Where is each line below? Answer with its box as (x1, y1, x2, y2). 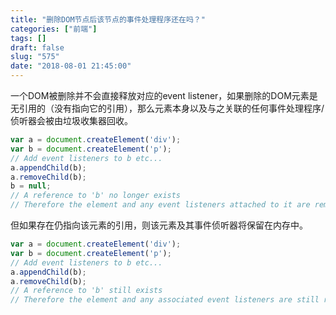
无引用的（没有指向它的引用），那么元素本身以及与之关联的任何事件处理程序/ (10, 102, 325, 114)
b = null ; (10, 181, 52, 191)
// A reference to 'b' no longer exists (10, 191, 182, 201)
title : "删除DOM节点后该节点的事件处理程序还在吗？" (10, 14, 206, 25)
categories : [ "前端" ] (10, 24, 98, 34)
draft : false (10, 42, 65, 53)
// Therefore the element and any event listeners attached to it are (10, 200, 311, 210)
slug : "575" (10, 52, 60, 62)
